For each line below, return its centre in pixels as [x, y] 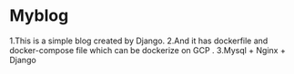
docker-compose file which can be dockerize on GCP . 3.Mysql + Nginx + [148, 50]
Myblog [39, 16]
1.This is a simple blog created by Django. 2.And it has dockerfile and [139, 41]
